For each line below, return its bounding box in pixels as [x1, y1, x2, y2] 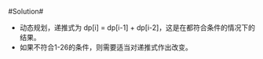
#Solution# [8, 7, 44, 16]
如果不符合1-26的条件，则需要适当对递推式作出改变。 [19, 42, 192, 52]
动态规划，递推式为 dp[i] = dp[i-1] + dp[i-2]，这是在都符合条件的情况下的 [19, 23, 255, 32]
